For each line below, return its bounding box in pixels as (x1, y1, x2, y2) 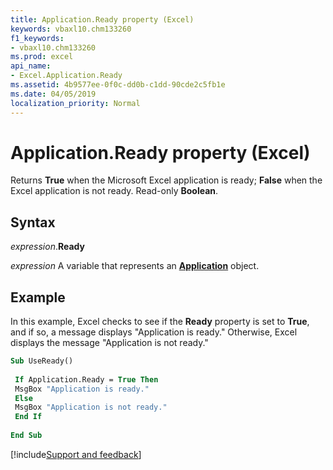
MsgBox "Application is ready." (14, 384, 150, 394)
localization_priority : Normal (10, 98, 141, 108)
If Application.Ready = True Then (14, 374, 159, 385)
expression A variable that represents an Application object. (10, 260, 260, 272)
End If (14, 412, 43, 422)
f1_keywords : (10, 33, 65, 43)
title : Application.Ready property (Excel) (10, 14, 195, 25)
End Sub (10, 431, 43, 441)
